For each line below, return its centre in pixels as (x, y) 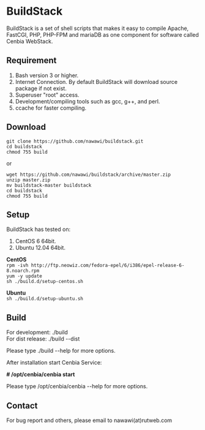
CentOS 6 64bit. (35, 241)
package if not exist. (41, 88)
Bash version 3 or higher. (47, 75)
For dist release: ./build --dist (43, 339)
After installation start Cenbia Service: (54, 363)
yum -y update (24, 276)
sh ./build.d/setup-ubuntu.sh (45, 299)
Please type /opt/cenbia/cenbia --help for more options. (77, 387)
